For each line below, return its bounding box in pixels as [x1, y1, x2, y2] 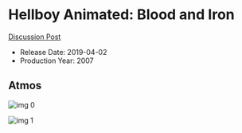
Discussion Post [8, 32, 61, 41]
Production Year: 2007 [19, 56, 94, 65]
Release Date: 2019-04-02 [19, 47, 107, 57]
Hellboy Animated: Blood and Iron [8, 6, 235, 24]
